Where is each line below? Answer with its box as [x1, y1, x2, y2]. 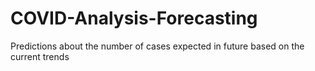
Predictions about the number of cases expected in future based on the [10, 40, 305, 52]
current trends [10, 50, 70, 62]
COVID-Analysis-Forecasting [10, 7, 258, 30]
